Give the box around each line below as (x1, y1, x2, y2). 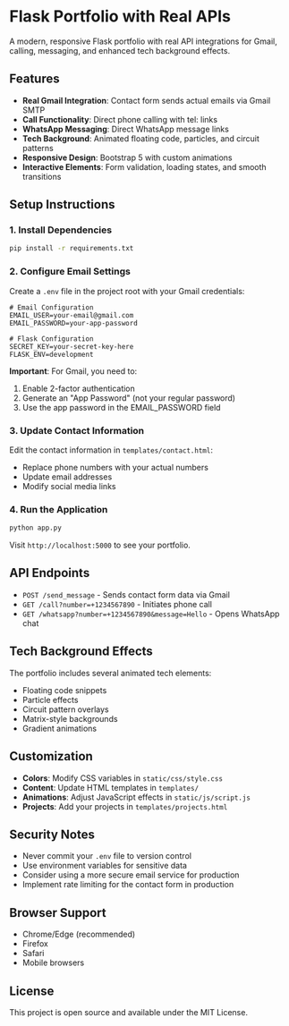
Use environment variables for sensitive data (21, 861, 188, 871)
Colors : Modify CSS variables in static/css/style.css (21, 772, 224, 784)
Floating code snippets (21, 684, 107, 695)
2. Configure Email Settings (9, 266, 132, 278)
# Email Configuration (9, 302, 94, 312)
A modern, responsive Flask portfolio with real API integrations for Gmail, (9, 36, 277, 47)
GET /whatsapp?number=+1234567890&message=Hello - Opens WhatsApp (21, 608, 280, 619)
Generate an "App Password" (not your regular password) (21, 392, 235, 403)
